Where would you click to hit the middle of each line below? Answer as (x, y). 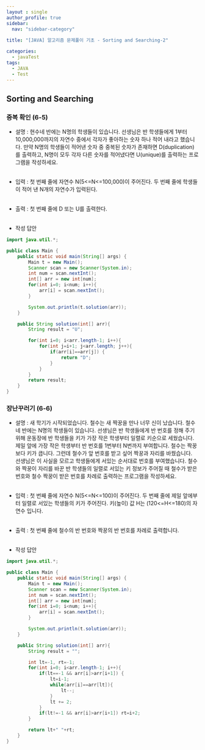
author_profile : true (34, 18)
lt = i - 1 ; (59, 679)
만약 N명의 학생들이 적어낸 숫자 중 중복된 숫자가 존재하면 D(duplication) (109, 147)
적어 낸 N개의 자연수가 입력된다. (59, 189)
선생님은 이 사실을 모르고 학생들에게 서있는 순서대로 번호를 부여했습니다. (101, 461)
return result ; (48, 380)
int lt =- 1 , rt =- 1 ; (52, 662)
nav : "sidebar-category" (43, 29)
